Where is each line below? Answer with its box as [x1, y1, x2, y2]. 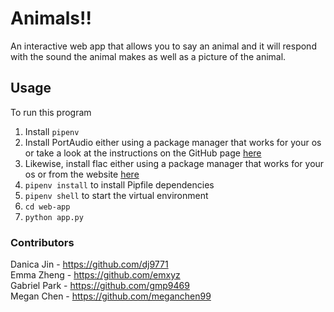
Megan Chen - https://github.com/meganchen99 [10, 290, 212, 302]
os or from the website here [24, 168, 140, 180]
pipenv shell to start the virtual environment [24, 189, 209, 201]
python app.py [24, 212, 84, 222]
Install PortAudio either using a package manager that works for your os [24, 136, 322, 148]
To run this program [10, 106, 92, 118]
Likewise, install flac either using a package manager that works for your [24, 157, 325, 169]
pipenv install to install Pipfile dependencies [24, 178, 215, 191]
